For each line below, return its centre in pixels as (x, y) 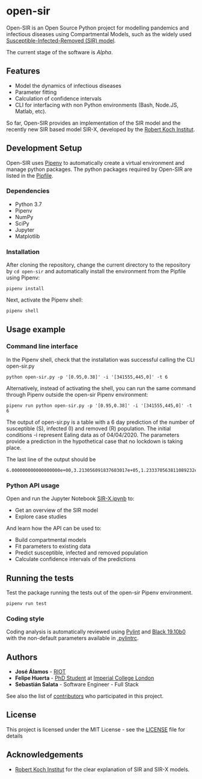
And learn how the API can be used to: (54, 529)
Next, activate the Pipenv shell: (44, 300)
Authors (22, 657)
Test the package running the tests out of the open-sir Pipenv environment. (99, 592)
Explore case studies (41, 517)
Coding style (25, 618)
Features (23, 71)
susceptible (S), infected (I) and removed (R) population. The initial (89, 428)
